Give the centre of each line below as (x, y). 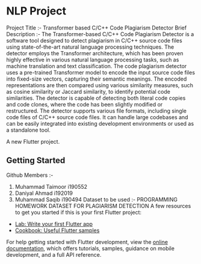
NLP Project (36, 11)
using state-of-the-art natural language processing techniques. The (90, 47)
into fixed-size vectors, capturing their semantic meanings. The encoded (97, 79)
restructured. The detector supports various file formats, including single (96, 111)
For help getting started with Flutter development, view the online (87, 242)
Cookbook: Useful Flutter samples (57, 230)
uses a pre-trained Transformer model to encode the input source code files (101, 72)
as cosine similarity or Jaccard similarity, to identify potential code (88, 91)
